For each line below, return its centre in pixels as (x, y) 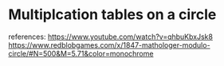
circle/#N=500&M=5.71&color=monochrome (81, 53)
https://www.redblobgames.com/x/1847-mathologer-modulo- (109, 45)
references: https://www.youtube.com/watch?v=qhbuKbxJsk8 (111, 37)
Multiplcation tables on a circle (112, 15)
